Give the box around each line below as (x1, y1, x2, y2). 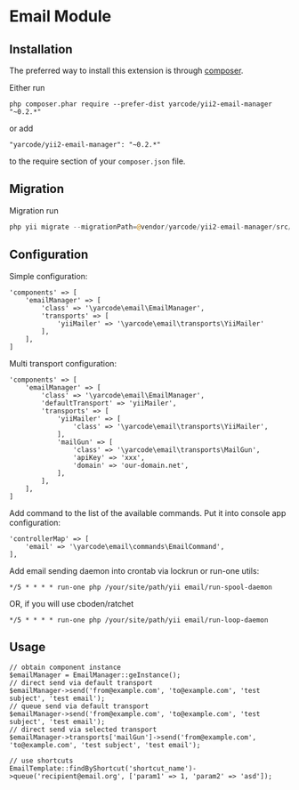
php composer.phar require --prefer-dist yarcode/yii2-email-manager (9, 100, 273, 109)
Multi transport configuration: (9, 358, 117, 368)
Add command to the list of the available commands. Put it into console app (9, 507, 287, 518)
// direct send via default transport (9, 679, 153, 688)
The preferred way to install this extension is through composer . (9, 65, 244, 76)
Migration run (9, 205, 60, 215)
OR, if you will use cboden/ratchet (9, 598, 134, 609)
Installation (9, 42, 73, 57)
